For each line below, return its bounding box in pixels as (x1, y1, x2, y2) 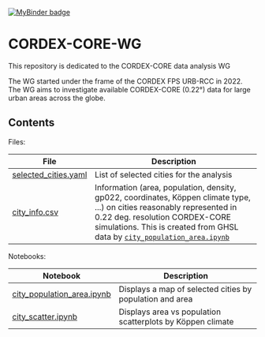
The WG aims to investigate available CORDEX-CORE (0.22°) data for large (8, 84, 251, 94)
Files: (8, 137, 26, 146)
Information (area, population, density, (94, 182, 237, 193)
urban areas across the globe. (8, 93, 106, 103)
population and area (118, 293, 193, 304)
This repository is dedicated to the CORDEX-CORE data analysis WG (8, 61, 231, 70)
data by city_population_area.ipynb (94, 231, 230, 242)
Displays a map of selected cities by (118, 283, 252, 294)
